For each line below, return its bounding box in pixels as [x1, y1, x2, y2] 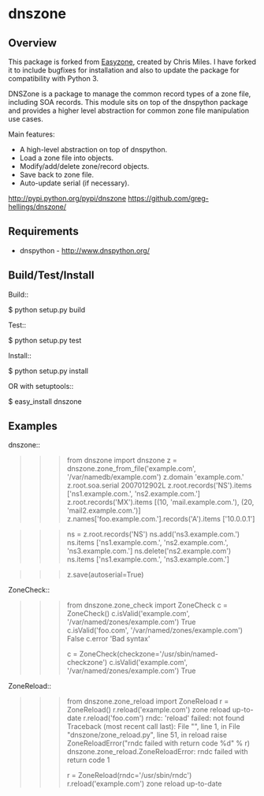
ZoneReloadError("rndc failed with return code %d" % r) [66, 738, 251, 748]
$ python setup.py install [8, 366, 89, 376]
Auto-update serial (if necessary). [19, 178, 130, 188]
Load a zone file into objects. [19, 153, 114, 163]
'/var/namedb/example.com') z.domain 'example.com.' [66, 473, 244, 482]
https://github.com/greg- [128, 194, 209, 203]
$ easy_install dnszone [8, 396, 82, 406]
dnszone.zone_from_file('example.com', [66, 464, 196, 473]
